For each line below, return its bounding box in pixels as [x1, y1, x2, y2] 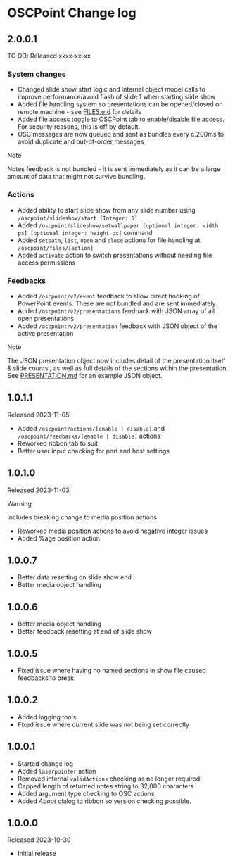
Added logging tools [17, 712, 77, 721]
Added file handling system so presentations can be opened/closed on [17, 100, 223, 108]
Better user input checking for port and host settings [17, 446, 170, 455]
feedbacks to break [17, 674, 75, 682]
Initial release [17, 850, 56, 858]
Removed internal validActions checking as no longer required [17, 774, 201, 783]
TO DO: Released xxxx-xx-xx [7, 51, 91, 60]
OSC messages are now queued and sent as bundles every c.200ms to [17, 130, 224, 139]
